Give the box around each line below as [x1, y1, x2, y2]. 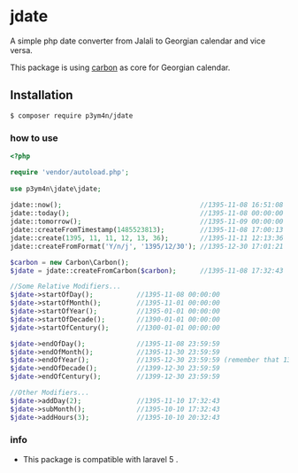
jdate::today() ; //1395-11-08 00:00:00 [10, 209, 284, 218]
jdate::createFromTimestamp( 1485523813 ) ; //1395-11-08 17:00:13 [10, 226, 284, 235]
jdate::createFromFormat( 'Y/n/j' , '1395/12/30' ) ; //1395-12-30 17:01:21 [10, 242, 284, 251]
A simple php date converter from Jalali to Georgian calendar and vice [10, 35, 266, 46]
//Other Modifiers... [10, 388, 90, 398]
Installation [10, 88, 73, 103]
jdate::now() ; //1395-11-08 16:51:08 [10, 201, 284, 210]
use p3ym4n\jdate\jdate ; [10, 184, 102, 193]
